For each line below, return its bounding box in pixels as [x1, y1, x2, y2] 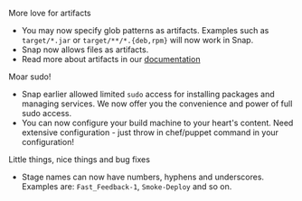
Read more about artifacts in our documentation [21, 54, 201, 64]
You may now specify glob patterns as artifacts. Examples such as [21, 25, 269, 35]
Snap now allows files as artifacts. [21, 44, 149, 55]
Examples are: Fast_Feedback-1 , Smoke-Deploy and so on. [21, 181, 232, 192]
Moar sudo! [8, 71, 52, 82]
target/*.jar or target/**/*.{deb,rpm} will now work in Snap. [21, 35, 254, 45]
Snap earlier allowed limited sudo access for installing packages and [21, 89, 275, 99]
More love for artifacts [8, 8, 91, 18]
